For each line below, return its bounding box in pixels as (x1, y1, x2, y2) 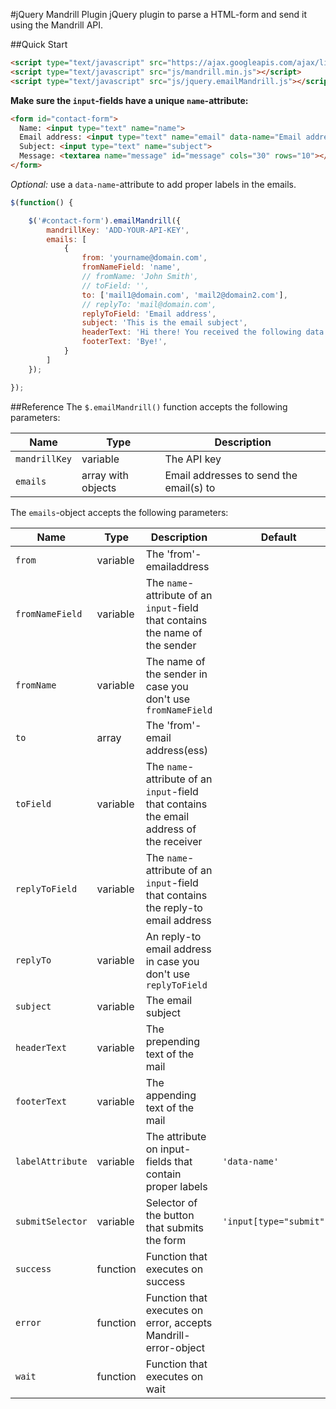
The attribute (145, 1129, 207, 1143)
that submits (145, 1220, 205, 1234)
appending (145, 1088, 197, 1102)
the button (145, 1208, 195, 1222)
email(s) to (164, 480, 216, 494)
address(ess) (145, 743, 208, 757)
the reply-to (145, 900, 203, 914)
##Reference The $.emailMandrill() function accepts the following (10, 400, 288, 413)
